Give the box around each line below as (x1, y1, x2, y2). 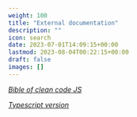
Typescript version (8, 100, 70, 109)
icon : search (8, 33, 51, 42)
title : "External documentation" (8, 19, 119, 27)
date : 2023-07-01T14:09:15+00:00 (8, 41, 119, 49)
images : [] (8, 63, 44, 71)
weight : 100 (8, 11, 48, 20)
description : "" (8, 26, 62, 34)
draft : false (8, 56, 51, 64)
